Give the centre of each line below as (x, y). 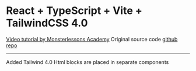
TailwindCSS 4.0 (47, 23)
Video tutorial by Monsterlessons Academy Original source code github (92, 39)
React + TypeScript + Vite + (74, 11)
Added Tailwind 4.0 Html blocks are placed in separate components (87, 62)
